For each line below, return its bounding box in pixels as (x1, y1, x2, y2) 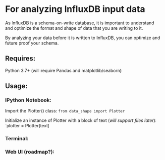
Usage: (5, 82, 28, 90)
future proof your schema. (5, 40, 59, 46)
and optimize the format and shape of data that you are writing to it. (5, 25, 143, 31)
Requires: (5, 54, 36, 63)
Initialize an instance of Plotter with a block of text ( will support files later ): (5, 117, 157, 123)
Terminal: (5, 135, 29, 142)
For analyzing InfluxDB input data (5, 3, 145, 15)
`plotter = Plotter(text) (5, 123, 50, 129)
